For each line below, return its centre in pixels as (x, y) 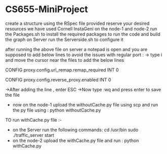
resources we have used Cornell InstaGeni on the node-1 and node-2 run (81, 28)
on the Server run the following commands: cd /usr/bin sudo (75, 130)
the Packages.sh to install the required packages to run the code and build (83, 34)
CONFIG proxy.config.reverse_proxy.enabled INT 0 (58, 80)
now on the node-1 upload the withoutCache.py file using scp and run (85, 104)
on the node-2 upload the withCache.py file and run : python (76, 140)
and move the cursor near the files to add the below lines (65, 60)
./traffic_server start (33, 135)
